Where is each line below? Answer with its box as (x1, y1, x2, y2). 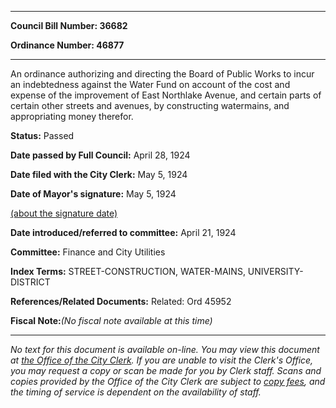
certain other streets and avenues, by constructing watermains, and (10, 100, 290, 111)
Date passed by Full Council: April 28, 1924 (10, 149, 191, 161)
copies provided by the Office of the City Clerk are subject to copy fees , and (10, 376, 326, 387)
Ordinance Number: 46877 (10, 39, 125, 51)
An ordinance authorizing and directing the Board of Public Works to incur (10, 68, 315, 80)
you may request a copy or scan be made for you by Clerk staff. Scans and (10, 365, 322, 376)
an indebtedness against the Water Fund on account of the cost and (10, 79, 291, 90)
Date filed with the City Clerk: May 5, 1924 (10, 169, 188, 180)
